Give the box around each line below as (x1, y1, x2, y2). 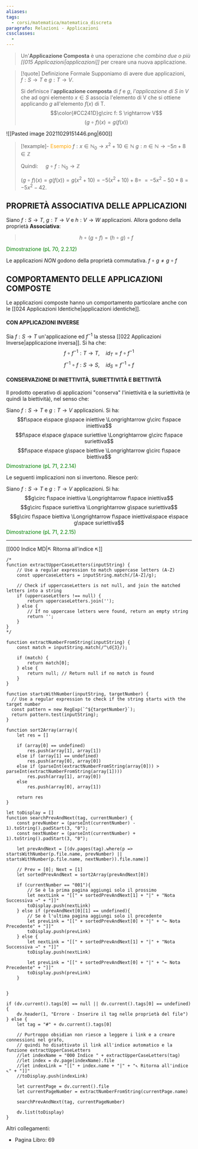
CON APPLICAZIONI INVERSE (6, 319, 80, 326)
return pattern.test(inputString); (11, 712, 99, 718)
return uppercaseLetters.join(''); (27, 598, 115, 604)
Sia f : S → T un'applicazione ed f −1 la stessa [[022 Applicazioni (6, 332, 161, 340)
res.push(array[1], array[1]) (27, 748, 101, 754)
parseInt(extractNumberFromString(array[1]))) (6, 768, 123, 775)
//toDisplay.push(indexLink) (16, 1073, 88, 1079)
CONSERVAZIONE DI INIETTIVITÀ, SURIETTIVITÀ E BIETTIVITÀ (6, 376, 162, 383)
